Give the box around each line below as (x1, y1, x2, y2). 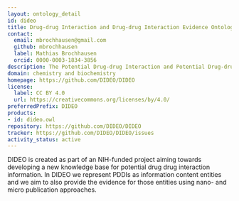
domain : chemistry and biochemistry (7, 70, 116, 77)
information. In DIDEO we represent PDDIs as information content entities (7, 170, 222, 179)
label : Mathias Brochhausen (14, 50, 97, 58)
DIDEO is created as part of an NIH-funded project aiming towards (7, 156, 202, 164)
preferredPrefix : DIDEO (7, 103, 78, 110)
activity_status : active (7, 136, 81, 143)
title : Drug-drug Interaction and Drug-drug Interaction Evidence (7, 23, 208, 31)
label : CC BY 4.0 (14, 89, 65, 97)
